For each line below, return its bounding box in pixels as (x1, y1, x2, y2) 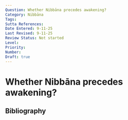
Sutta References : (5, 21, 44, 27)
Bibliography (5, 106, 46, 115)
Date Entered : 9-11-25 (5, 26, 53, 31)
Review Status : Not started (5, 36, 64, 41)
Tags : (5, 17, 17, 22)
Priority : (5, 45, 26, 50)
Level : (5, 40, 19, 45)
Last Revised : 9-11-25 (5, 31, 53, 36)
